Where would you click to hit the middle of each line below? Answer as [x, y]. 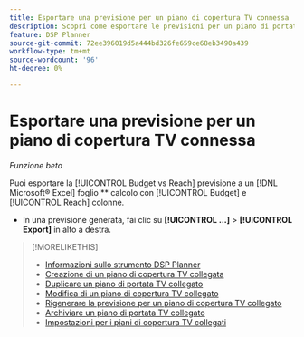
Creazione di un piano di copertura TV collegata [134, 274]
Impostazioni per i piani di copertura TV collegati [136, 322]
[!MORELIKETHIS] [65, 246]
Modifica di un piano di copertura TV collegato [132, 293]
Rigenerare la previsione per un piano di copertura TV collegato [163, 303]
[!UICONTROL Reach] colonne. [67, 202]
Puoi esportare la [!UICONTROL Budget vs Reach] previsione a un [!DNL [144, 183]
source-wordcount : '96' [54, 60]
